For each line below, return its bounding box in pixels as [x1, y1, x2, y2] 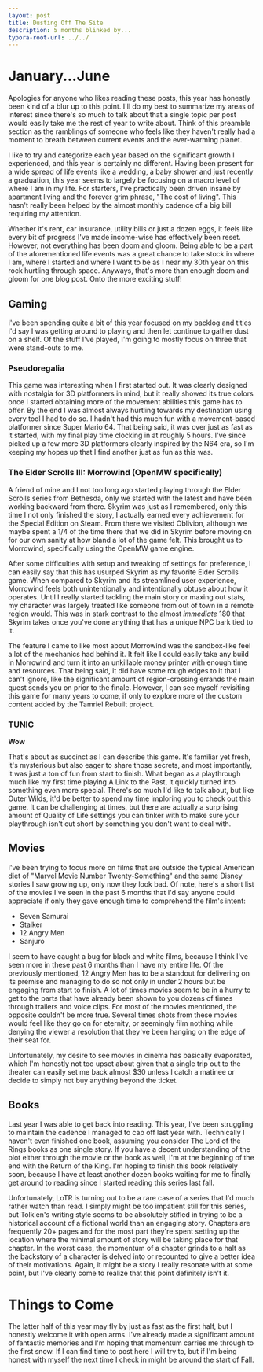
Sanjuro [19, 936, 46, 946]
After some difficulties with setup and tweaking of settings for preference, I [8, 559, 251, 568]
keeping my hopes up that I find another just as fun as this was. [8, 448, 214, 457]
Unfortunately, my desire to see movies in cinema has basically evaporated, [8, 1050, 253, 1060]
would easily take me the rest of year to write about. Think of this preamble [8, 119, 251, 128]
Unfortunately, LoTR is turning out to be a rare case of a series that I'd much [8, 1193, 254, 1202]
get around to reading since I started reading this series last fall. [8, 1178, 214, 1187]
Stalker [19, 920, 43, 929]
